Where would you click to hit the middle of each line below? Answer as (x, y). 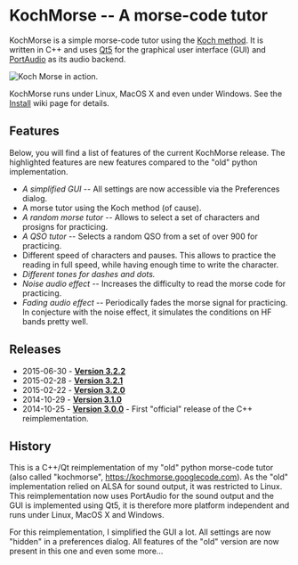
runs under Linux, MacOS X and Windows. (87, 515)
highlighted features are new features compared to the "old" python (133, 162)
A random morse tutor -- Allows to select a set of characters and (141, 217)
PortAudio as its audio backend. (68, 59)
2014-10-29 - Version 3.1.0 (72, 399)
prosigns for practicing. (65, 226)
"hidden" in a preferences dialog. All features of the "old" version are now (145, 542)
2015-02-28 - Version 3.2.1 (72, 381)
